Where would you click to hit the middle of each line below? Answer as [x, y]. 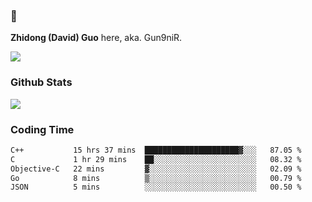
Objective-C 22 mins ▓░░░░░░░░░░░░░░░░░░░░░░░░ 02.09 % [156, 169]
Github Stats [41, 82]
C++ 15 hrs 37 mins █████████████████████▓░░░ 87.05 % [156, 150]
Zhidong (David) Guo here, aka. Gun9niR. [96, 38]
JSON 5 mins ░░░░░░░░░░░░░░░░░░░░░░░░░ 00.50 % [156, 187]
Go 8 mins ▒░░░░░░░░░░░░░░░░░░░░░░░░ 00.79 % [156, 178]
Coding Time [42, 129]
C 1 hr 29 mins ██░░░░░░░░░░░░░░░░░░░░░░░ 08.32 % [156, 159]
